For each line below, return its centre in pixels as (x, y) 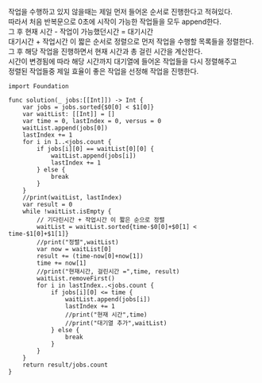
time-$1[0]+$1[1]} (39, 234)
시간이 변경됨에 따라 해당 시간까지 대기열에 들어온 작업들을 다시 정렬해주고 (123, 61)
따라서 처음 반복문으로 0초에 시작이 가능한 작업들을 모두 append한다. (115, 21)
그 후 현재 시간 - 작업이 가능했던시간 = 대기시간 (81, 31)
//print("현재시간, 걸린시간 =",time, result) (108, 272)
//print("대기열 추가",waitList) (116, 323)
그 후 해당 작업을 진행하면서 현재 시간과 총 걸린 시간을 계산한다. (106, 51)
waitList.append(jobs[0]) (65, 128)
